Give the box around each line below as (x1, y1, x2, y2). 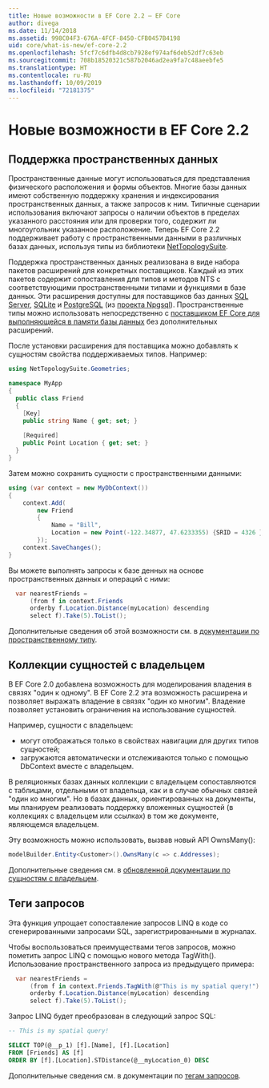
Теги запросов (8, 897, 86, 910)
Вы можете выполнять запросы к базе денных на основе (8, 566, 204, 575)
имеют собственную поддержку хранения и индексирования (8, 191, 219, 200)
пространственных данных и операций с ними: (8, 574, 171, 583)
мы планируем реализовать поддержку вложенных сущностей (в (8, 802, 234, 812)
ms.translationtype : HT (8, 64, 88, 72)
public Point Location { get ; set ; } (22, 439, 149, 447)
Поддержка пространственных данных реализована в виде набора (8, 257, 240, 267)
